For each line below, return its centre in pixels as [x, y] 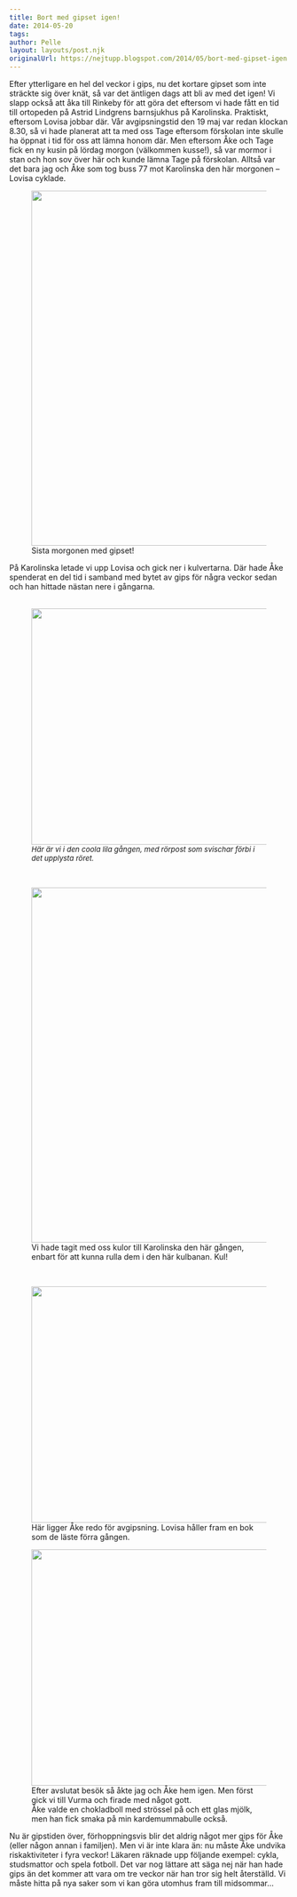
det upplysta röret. [63, 858]
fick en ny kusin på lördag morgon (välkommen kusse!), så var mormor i [141, 150]
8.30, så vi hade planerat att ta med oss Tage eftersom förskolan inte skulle [146, 131]
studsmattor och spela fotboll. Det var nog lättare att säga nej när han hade [146, 1864]
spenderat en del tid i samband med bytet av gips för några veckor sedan [143, 577]
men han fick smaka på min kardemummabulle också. [129, 1819]
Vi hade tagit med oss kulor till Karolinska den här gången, [138, 1247]
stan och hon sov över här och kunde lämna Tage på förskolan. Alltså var [142, 159]
